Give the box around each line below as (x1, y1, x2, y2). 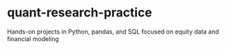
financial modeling (7, 34, 60, 42)
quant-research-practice (7, 5, 153, 21)
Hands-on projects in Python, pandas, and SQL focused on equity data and (7, 27, 219, 36)
